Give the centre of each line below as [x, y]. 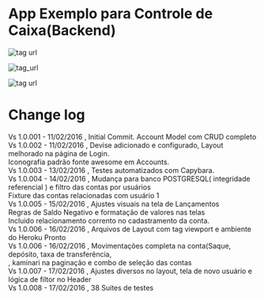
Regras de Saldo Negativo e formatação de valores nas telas [107, 212]
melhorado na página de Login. [59, 153]
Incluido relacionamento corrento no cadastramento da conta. [109, 220]
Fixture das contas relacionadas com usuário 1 [84, 195]
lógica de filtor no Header [50, 279]
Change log [47, 115]
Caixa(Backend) [62, 30]
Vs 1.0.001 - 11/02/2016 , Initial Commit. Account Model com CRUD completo [132, 137]
